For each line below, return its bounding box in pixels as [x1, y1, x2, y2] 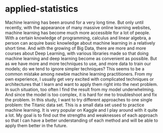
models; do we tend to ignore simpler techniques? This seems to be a [5, 66, 145, 71]
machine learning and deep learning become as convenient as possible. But [5, 55, 157, 61]
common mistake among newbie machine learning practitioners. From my [5, 71, 152, 77]
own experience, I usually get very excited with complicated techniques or [5, 76, 154, 82]
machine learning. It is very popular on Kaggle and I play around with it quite [5, 107, 158, 113]
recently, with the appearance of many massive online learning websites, [5, 24, 151, 30]
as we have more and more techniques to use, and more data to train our [5, 61, 151, 66]
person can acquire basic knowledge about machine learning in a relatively [5, 40, 156, 46]
